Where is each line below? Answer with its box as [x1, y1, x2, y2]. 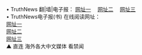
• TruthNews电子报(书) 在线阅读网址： [6, 13, 100, 20]
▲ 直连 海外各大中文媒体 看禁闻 [6, 43, 84, 50]
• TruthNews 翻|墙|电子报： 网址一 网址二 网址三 [6, 6, 136, 12]
